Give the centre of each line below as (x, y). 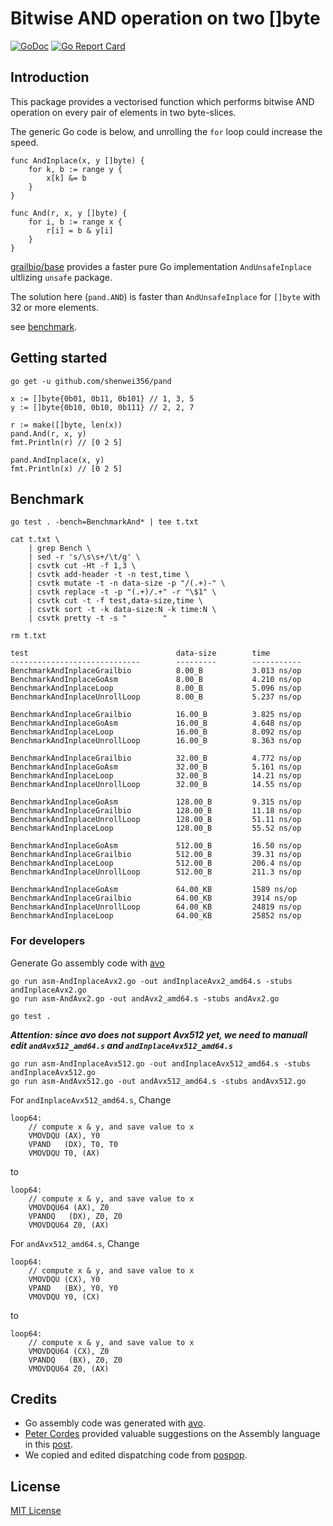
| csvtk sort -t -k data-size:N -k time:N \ (122, 610)
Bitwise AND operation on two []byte (165, 18)
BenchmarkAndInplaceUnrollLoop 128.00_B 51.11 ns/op (156, 820)
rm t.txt (28, 636)
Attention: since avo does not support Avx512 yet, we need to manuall (159, 1034)
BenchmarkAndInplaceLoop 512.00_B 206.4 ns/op (156, 863)
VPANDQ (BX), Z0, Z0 (75, 1360)
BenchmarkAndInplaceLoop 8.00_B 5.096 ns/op (156, 688)
